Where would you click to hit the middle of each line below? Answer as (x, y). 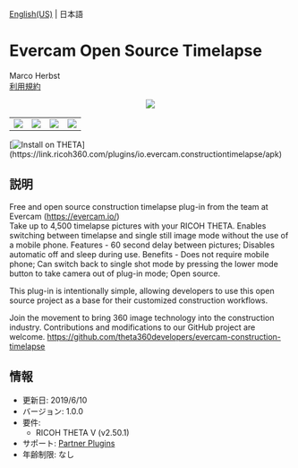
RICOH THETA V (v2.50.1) (82, 432)
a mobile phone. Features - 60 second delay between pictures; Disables (142, 245)
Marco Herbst (35, 75)
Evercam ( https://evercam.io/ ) (64, 216)
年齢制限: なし (48, 454)
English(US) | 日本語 (46, 14)
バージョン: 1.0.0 (52, 411)
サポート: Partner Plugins (68, 443)
